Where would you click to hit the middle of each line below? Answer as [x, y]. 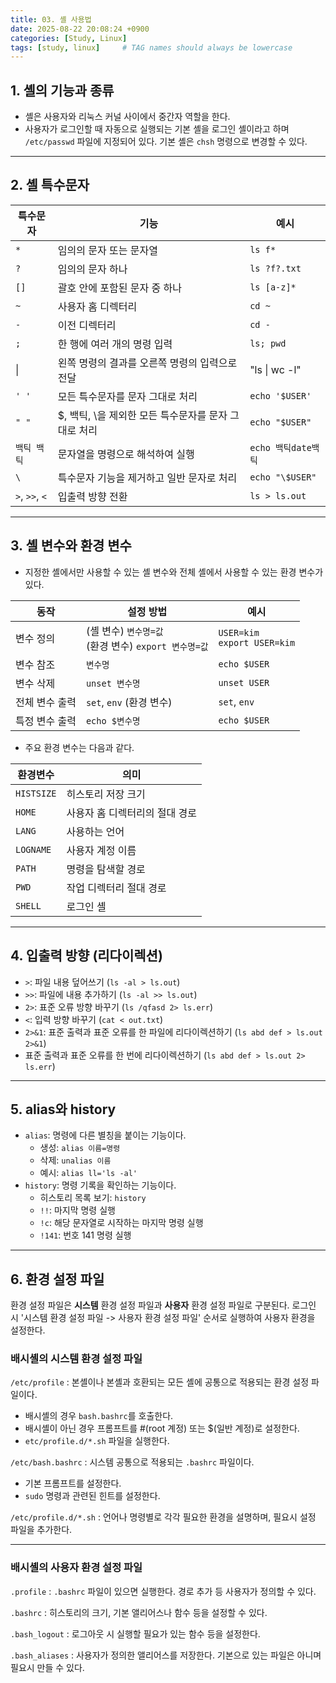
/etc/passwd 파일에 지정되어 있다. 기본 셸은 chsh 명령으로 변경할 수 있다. [166, 142]
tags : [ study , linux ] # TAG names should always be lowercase [151, 47]
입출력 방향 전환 [92, 496]
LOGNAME [33, 849]
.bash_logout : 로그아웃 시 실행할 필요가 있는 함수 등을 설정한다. [135, 1633]
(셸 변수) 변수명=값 [124, 631]
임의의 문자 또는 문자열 [107, 250]
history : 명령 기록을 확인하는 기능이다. [100, 1185]
